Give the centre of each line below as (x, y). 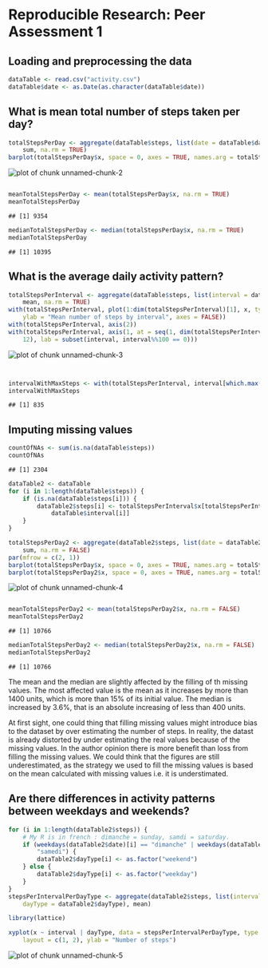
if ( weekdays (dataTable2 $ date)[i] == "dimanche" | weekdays (124, 844)
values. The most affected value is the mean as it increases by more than (128, 690)
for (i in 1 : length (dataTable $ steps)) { (77, 491)
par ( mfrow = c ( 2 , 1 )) (44, 557)
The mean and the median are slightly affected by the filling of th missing (128, 681)
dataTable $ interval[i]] (90, 514)
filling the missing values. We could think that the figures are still (114, 756)
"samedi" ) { (57, 852)
